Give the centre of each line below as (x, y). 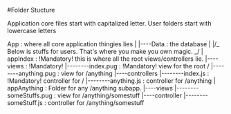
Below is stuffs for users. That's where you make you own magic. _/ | (105, 51)
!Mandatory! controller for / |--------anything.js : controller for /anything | (111, 81)
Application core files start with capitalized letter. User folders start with (109, 23)
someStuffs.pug (30, 95)
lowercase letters (32, 31)
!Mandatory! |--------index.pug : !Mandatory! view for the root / (119, 66)
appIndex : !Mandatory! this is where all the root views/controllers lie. (105, 59)
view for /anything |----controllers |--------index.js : (135, 73)
